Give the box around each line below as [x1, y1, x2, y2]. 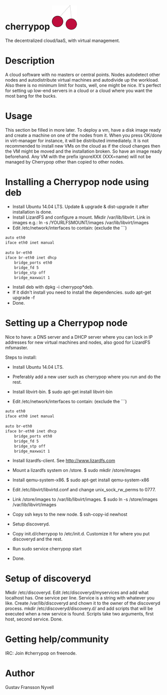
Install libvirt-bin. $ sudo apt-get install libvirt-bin [12, 388, 113, 395]
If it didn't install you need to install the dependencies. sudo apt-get [12, 289, 152, 295]
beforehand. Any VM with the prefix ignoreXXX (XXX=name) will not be [5, 153, 151, 160]
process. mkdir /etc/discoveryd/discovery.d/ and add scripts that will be [5, 605, 153, 611]
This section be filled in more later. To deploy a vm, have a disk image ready [5, 127, 161, 133]
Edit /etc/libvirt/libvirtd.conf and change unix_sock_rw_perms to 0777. [12, 486, 156, 492]
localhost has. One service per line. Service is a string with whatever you [5, 594, 155, 600]
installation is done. [12, 209, 52, 215]
